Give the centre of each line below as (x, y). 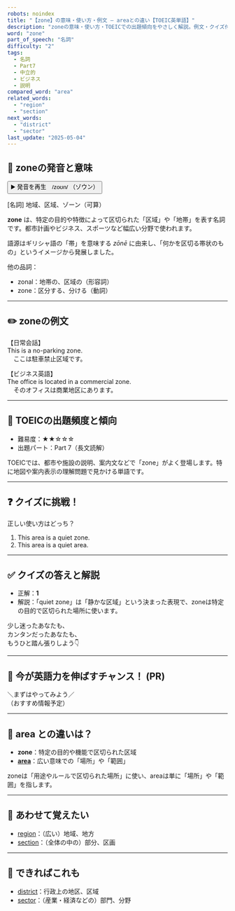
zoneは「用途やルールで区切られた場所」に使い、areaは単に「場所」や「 (113, 776)
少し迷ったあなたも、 (38, 626)
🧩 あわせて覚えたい (48, 815)
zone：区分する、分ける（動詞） (64, 291)
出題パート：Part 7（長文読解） (63, 447)
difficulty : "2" (31, 46)
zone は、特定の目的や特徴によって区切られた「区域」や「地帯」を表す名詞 (116, 220)
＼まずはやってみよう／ (41, 694)
